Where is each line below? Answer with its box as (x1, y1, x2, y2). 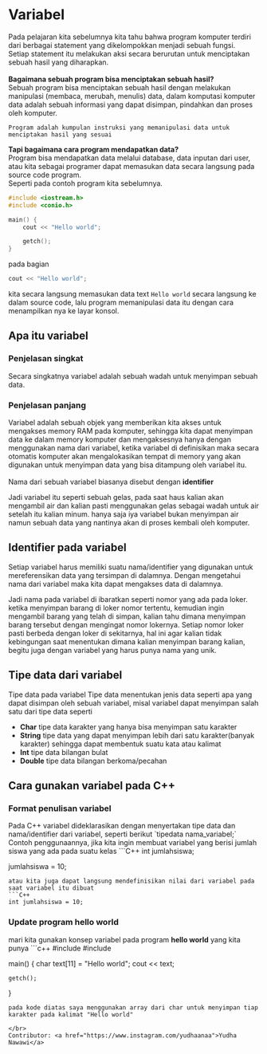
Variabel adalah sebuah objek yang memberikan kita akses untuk (8, 418, 222, 427)
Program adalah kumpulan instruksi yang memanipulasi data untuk (8, 124, 230, 132)
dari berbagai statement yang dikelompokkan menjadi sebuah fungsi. (8, 40, 236, 49)
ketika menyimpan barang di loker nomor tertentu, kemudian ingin (8, 603, 225, 612)
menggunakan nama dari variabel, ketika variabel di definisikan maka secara (8, 443, 259, 453)
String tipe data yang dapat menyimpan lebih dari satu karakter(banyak (19, 730, 255, 740)
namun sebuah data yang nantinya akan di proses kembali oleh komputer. (8, 518, 250, 528)
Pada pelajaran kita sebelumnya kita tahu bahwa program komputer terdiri (8, 32, 251, 41)
